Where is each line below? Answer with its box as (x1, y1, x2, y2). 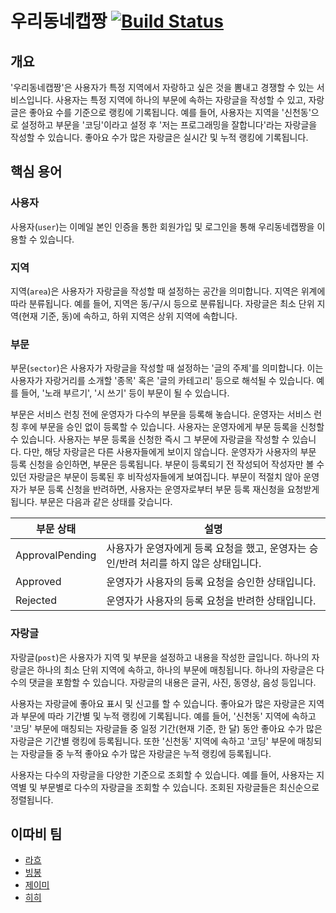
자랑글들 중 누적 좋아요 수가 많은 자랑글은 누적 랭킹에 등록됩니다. (20, 747, 272, 759)
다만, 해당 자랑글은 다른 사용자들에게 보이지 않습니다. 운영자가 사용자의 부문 (23, 446, 317, 458)
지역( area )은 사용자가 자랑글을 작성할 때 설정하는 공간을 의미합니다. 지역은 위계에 (10, 285, 326, 297)
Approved (15, 575, 62, 589)
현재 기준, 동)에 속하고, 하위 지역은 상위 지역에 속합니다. (21, 310, 238, 322)
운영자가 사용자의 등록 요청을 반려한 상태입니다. (106, 594, 317, 608)
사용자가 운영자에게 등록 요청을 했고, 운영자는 (106, 542, 307, 556)
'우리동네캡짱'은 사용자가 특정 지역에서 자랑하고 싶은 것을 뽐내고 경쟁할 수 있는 (10, 82, 315, 93)
